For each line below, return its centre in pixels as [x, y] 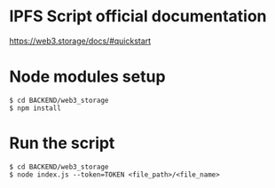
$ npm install [35, 108]
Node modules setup [87, 77]
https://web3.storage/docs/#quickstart [80, 41]
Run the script [62, 143]
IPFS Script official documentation [138, 16]
